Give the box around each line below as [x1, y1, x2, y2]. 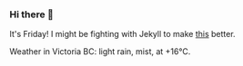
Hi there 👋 [9, 8, 55, 21]
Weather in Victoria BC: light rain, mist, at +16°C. [9, 46, 191, 57]
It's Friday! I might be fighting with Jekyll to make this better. [9, 29, 236, 40]
